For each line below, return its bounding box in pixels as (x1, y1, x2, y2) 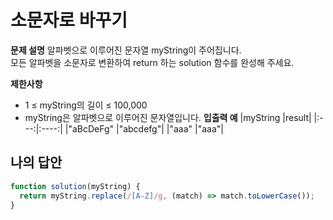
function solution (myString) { (10, 181, 141, 191)
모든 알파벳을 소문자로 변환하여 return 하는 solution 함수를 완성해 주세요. (10, 56, 295, 68)
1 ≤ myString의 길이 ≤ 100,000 (24, 99, 148, 111)
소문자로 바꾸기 (10, 9, 128, 32)
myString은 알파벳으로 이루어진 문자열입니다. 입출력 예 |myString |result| (24, 111, 312, 123)
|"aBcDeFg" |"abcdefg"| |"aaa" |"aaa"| (64, 122, 224, 135)
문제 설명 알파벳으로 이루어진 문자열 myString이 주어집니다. (10, 44, 242, 56)
